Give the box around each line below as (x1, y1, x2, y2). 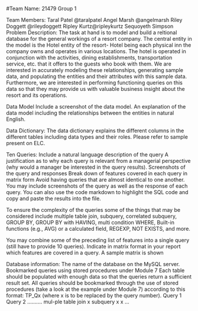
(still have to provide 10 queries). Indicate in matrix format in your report (6, 243, 181, 250)
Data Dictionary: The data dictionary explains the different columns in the (6, 127, 184, 134)
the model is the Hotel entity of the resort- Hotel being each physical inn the (6, 41, 191, 48)
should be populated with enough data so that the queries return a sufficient (6, 273, 192, 280)
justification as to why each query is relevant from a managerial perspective (6, 158, 191, 164)
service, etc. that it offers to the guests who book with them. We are (6, 60, 171, 67)
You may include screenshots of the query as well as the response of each (6, 182, 188, 189)
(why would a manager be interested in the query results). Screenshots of (6, 163, 186, 171)
